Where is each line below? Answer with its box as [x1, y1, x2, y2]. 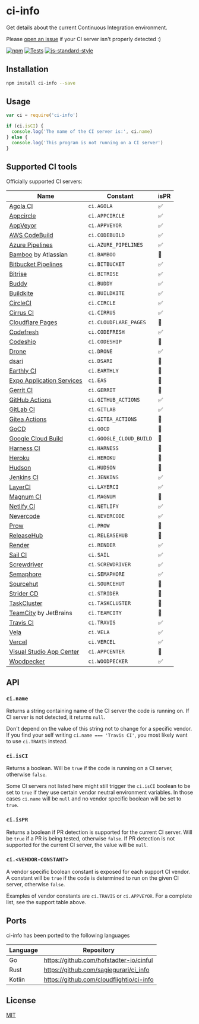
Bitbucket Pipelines [9, 260, 63, 268]
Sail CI [9, 550, 27, 558]
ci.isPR [6, 817, 29, 823]
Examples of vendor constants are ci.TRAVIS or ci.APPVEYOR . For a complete [6, 892, 192, 899]
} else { [6, 134, 28, 141]
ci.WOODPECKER [88, 657, 128, 665]
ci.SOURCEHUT [88, 580, 125, 587]
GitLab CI [9, 405, 36, 414]
